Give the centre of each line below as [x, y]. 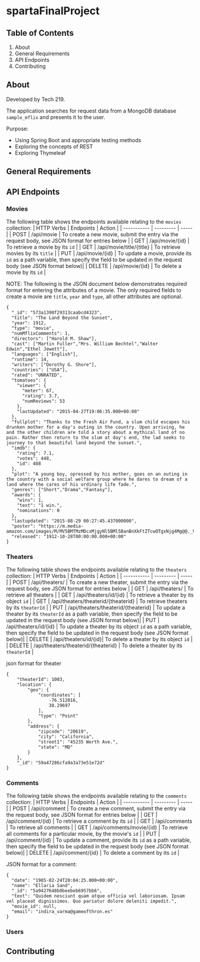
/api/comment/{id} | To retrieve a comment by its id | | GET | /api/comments [99, 821]
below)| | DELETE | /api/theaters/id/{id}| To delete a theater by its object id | [99, 639]
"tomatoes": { [29, 380]
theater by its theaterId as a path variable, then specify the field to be [92, 614]
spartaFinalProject [53, 11]
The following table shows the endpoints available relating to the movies [94, 221]
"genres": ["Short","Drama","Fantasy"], [62, 489]
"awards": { [26, 495]
